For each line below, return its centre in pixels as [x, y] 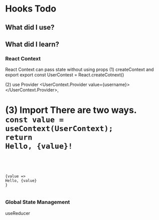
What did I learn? [32, 44]
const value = [35, 120]
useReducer [18, 213]
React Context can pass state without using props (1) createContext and [79, 70]
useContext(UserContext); [59, 129]
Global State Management [38, 202]
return [19, 137]
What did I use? [30, 27]
